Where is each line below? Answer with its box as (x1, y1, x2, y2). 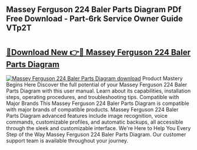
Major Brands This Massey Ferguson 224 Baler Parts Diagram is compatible (6, 100, 189, 107)
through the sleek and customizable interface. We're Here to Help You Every (6, 125, 191, 131)
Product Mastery (142, 75, 183, 81)
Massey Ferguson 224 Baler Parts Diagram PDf (6, 5, 182, 15)
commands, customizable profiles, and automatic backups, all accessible (6, 118, 183, 125)
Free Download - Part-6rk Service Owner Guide (6, 14, 183, 24)
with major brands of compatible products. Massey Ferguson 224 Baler (6, 106, 179, 113)
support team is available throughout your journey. (6, 137, 128, 144)
